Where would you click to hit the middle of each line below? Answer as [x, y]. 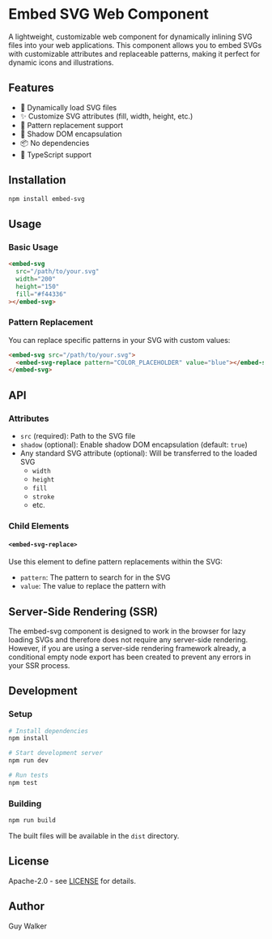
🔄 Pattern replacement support [72, 125]
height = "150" [38, 286]
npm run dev [28, 761]
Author [26, 906]
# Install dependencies [49, 731]
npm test [23, 782]
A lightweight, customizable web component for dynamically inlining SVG [130, 36]
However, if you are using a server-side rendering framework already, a [127, 648]
